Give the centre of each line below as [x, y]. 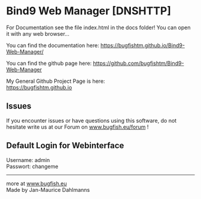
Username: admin [28, 160]
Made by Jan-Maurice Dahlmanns [48, 189]
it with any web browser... [38, 33]
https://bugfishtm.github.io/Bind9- [143, 45]
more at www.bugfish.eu [36, 184]
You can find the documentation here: [53, 45]
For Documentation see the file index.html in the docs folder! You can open [98, 27]
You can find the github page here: [49, 63]
